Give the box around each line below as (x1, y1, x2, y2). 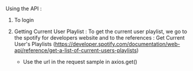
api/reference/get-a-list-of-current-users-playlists (14, 47, 137, 54)
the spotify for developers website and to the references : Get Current (14, 34, 185, 41)
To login (14, 17, 34, 23)
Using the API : (5, 5, 42, 12)
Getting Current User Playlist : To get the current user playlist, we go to (14, 28, 188, 35)
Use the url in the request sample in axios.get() (22, 59, 137, 65)
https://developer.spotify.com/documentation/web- (54, 41, 181, 47)
